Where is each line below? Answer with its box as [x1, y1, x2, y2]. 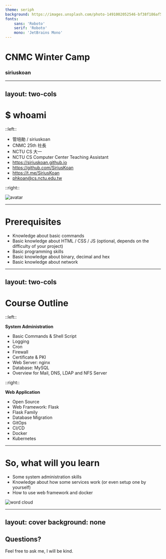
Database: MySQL [12, 365, 49, 371]
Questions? [5, 535, 41, 543]
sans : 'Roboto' [14, 21, 45, 26]
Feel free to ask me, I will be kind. [5, 548, 73, 554]
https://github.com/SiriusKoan [12, 164, 74, 171]
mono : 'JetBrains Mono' [14, 30, 63, 35]
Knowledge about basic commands [12, 233, 84, 238]
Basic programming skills [12, 248, 64, 254]
